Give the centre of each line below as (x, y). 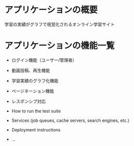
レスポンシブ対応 (29, 101)
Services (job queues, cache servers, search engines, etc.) (70, 120)
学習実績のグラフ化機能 (35, 81)
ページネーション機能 (33, 91)
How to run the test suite (36, 111)
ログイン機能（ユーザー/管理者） (44, 60)
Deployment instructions (36, 130)
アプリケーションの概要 (51, 10)
